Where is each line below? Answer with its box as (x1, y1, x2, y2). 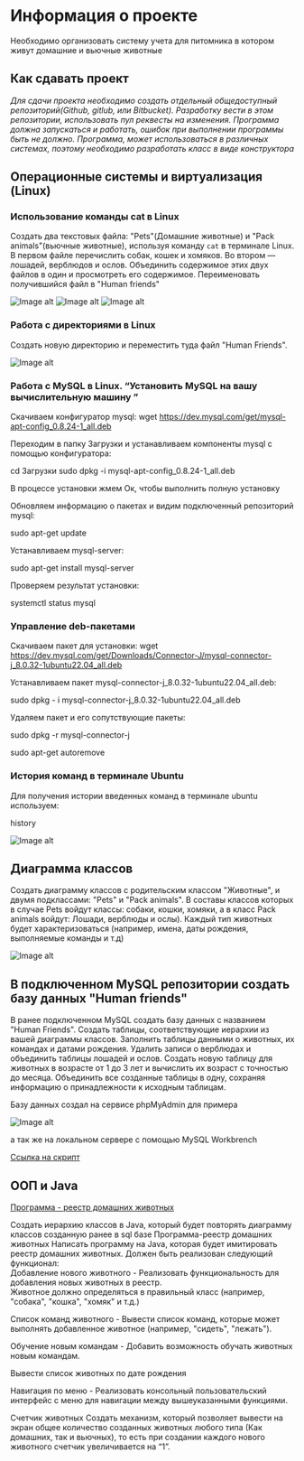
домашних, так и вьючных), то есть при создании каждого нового (10, 1432, 265, 1443)
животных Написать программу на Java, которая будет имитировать (10, 1239, 278, 1250)
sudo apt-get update (10, 527, 87, 538)
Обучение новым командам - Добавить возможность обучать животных (10, 1341, 293, 1352)
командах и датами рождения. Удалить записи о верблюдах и (10, 1044, 252, 1055)
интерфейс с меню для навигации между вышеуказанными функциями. (10, 1395, 288, 1406)
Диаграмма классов (10, 861, 134, 877)
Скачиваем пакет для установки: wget (10, 640, 159, 651)
